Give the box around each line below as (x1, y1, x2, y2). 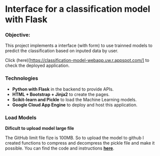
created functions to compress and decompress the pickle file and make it (5, 140, 155, 146)
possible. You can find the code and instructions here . (5, 145, 114, 151)
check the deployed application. (5, 62, 70, 68)
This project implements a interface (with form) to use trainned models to (5, 43, 153, 49)
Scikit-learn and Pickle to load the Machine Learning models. (12, 96, 137, 102)
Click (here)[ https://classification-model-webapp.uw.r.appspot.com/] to (5, 58, 150, 63)
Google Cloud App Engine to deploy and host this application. (12, 102, 138, 108)
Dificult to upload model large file (5, 125, 74, 131)
